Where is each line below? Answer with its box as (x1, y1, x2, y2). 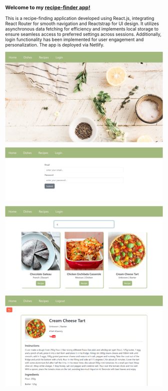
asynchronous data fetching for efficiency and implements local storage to (5, 26, 159, 32)
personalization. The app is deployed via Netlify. (5, 42, 104, 48)
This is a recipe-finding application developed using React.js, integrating (5, 15, 154, 21)
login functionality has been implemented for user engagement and (5, 36, 144, 42)
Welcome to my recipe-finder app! (5, 4, 90, 11)
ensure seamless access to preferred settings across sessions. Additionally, (5, 31, 161, 37)
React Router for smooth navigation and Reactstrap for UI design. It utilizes (5, 20, 159, 26)
